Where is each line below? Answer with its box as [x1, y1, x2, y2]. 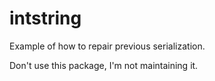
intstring [9, 7, 82, 30]
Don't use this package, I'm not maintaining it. [9, 59, 199, 71]
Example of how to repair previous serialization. [9, 40, 206, 52]
